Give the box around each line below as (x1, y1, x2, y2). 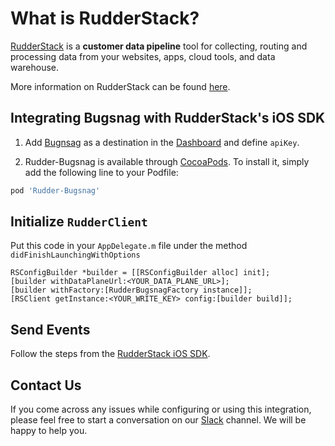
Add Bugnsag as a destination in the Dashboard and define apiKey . (24, 136, 300, 148)
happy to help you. (10, 425, 88, 437)
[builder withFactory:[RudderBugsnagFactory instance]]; (10, 285, 253, 296)
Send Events (10, 321, 91, 338)
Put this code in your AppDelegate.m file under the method (10, 240, 248, 252)
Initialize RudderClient (10, 213, 148, 231)
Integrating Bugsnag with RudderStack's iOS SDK (10, 110, 326, 127)
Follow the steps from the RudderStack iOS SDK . (10, 348, 211, 360)
